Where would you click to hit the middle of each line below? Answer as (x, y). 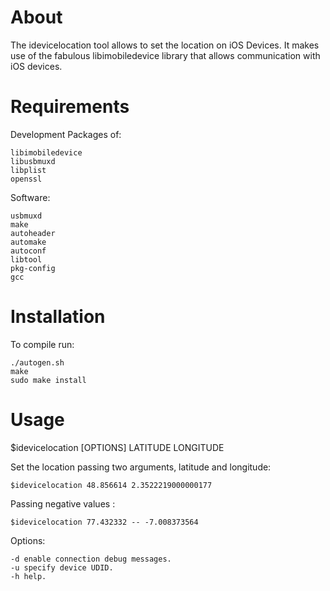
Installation (58, 317)
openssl (26, 179)
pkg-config (33, 268)
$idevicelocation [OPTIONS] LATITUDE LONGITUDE (117, 447)
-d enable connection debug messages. (91, 559)
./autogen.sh (37, 362)
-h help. (28, 576)
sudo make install (48, 380)
